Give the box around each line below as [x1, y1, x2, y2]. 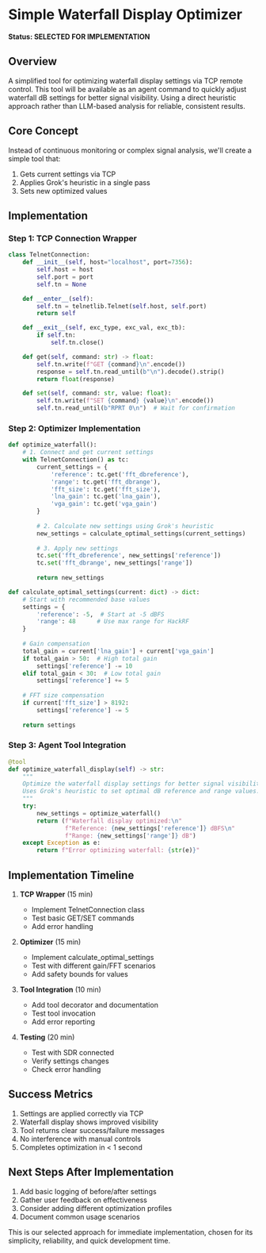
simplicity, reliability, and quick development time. [8, 1236, 171, 1245]
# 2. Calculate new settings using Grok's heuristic [36, 522, 215, 530]
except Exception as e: [22, 839, 101, 847]
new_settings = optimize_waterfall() [36, 809, 161, 817]
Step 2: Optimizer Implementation [8, 422, 141, 434]
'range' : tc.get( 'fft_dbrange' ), [50, 478, 161, 486]
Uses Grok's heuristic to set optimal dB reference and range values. [22, 788, 260, 796]
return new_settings [36, 574, 104, 582]
